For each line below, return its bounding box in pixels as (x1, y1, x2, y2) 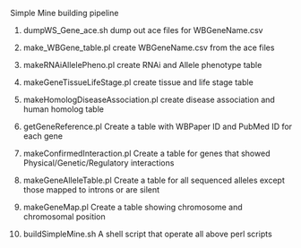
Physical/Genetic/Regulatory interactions (22, 158, 175, 168)
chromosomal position (22, 211, 106, 222)
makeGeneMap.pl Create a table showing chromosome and (22, 201, 243, 212)
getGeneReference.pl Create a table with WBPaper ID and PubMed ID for (22, 121, 293, 132)
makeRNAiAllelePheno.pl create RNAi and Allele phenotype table (22, 60, 262, 70)
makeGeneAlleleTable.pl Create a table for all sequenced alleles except (22, 175, 285, 185)
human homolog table (22, 104, 104, 115)
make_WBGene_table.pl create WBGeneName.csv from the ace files (22, 42, 275, 53)
